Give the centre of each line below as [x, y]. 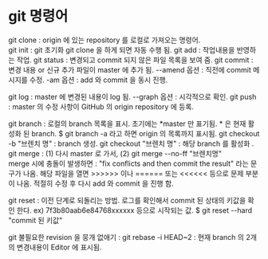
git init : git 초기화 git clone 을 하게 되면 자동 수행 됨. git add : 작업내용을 [122, 49]
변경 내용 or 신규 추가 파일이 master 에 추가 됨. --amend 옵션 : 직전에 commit [130, 69]
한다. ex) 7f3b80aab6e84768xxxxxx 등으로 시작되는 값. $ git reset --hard [134, 210]
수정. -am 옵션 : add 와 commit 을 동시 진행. [99, 80]
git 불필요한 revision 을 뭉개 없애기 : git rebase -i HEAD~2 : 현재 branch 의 [126, 237]
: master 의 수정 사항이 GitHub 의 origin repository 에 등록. [101, 106]
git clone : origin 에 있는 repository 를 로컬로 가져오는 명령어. [104, 40]
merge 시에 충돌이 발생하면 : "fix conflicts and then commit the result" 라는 [128, 163]
